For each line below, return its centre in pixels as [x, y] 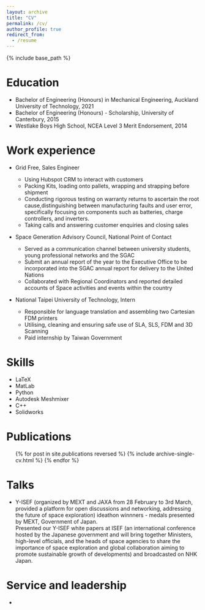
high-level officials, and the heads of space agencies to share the [98, 541]
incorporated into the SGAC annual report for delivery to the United [109, 268]
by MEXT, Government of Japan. [56, 521]
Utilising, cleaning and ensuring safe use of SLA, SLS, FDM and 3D [108, 324]
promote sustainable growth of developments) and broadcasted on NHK [106, 554]
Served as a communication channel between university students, [107, 248]
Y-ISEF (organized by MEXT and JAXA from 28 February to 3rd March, [104, 502]
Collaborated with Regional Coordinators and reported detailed [103, 281]
